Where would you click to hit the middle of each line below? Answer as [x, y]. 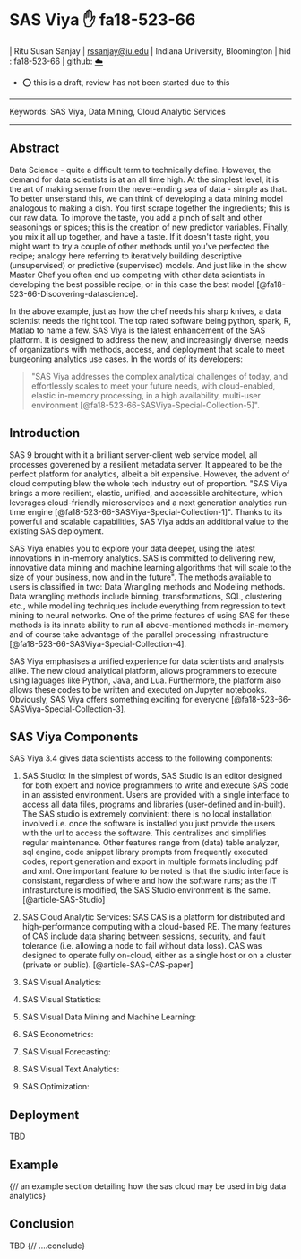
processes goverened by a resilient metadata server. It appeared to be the [146, 464]
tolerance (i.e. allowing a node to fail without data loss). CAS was [142, 946]
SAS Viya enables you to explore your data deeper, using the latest [132, 548]
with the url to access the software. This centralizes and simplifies [144, 833]
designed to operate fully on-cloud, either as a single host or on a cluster [157, 956]
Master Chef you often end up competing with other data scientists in [138, 275]
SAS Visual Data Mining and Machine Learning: [109, 1017]
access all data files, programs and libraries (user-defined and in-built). [154, 804]
